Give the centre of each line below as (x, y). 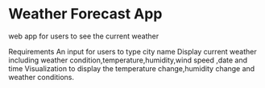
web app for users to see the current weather (84, 36)
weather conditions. (41, 77)
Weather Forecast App (85, 14)
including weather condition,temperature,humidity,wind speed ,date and (128, 60)
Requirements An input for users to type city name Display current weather (133, 51)
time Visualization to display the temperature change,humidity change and (132, 68)
